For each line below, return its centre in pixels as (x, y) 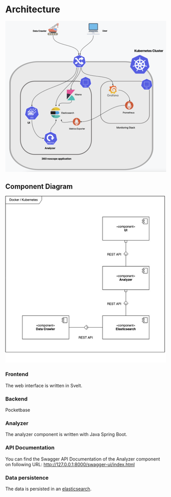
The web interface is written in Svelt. (44, 385)
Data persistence (27, 478)
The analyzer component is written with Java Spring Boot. (66, 434)
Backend (17, 399)
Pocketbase (18, 410)
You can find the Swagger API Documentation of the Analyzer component (83, 459)
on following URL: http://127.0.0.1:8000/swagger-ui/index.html (70, 464)
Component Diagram (39, 186)
